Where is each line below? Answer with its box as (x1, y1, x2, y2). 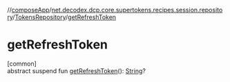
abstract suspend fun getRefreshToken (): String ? (7, 66, 146, 74)
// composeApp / (7, 6, 52, 14)
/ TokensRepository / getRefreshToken (12, 13, 116, 21)
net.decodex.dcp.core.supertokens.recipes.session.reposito (51, 6, 223, 14)
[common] (7, 59, 37, 68)
